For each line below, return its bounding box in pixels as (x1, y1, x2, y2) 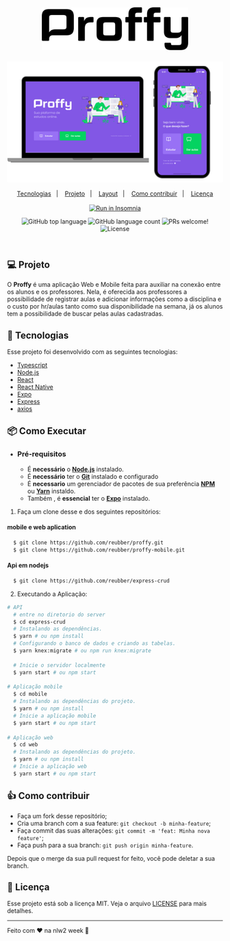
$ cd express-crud (13, 618, 66, 626)
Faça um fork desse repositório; (16, 811, 107, 820)
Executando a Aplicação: (16, 590, 88, 598)
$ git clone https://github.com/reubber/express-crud (13, 577, 170, 584)
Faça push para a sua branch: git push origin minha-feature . (16, 841, 194, 849)
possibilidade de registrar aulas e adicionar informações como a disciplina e (7, 295, 222, 303)
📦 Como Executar (7, 425, 87, 437)
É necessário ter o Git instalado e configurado (27, 472, 159, 480)
